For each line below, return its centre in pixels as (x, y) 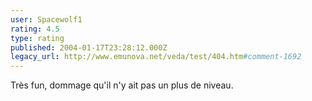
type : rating (37, 38)
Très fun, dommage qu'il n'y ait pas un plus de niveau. (122, 85)
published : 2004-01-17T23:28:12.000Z (89, 47)
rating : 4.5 (35, 29)
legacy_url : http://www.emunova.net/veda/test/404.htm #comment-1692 (156, 57)
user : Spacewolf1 (46, 19)
